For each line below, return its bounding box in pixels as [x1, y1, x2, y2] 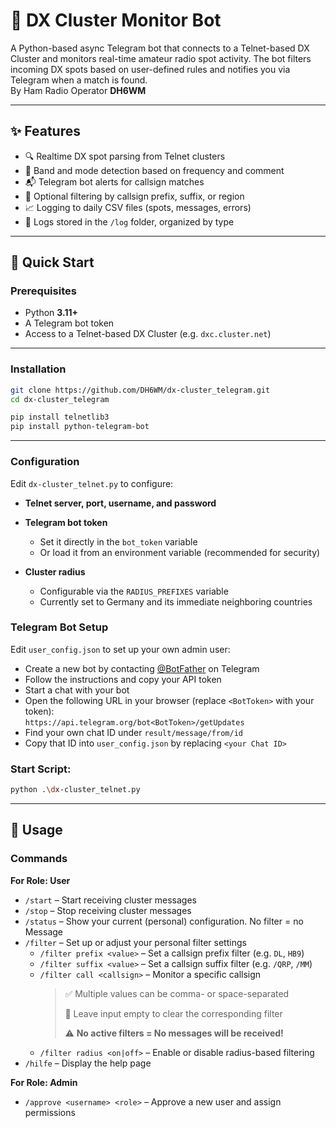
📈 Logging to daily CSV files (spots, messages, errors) [24, 201, 252, 213]
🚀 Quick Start [10, 254, 95, 271]
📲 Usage [10, 822, 63, 839]
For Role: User [10, 874, 71, 886]
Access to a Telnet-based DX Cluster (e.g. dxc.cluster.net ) [24, 328, 272, 340]
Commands [10, 852, 68, 866]
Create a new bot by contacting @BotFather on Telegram [24, 662, 260, 674]
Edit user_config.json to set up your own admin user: [10, 643, 231, 655]
